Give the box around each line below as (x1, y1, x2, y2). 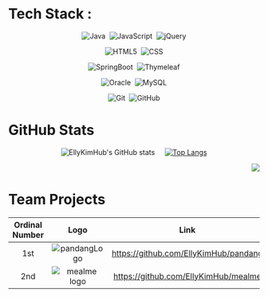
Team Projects (8, 191, 106, 208)
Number (12, 229, 44, 240)
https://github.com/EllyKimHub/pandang (111, 247, 263, 259)
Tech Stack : (8, 5, 93, 23)
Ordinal (14, 219, 42, 230)
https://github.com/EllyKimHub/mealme (112, 271, 262, 282)
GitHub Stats (8, 121, 95, 140)
